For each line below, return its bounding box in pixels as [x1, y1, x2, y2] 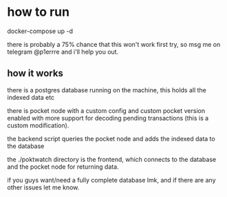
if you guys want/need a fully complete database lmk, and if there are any [7, 176, 216, 184]
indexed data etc [7, 93, 55, 101]
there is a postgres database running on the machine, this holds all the [7, 85, 206, 94]
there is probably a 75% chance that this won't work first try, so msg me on [7, 40, 221, 48]
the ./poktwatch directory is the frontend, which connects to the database [7, 155, 217, 163]
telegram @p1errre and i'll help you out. [7, 48, 119, 56]
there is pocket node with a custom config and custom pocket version [7, 106, 205, 114]
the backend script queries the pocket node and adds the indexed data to [7, 134, 215, 143]
